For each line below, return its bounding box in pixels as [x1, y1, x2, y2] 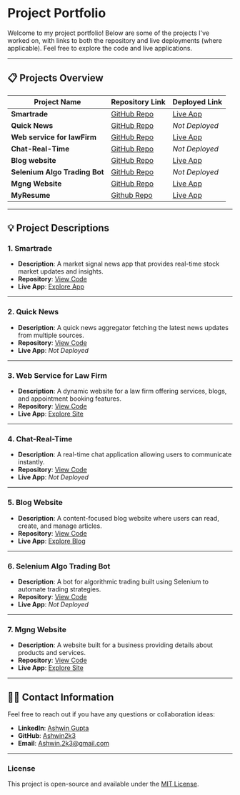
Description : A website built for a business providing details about [17, 641, 213, 649]
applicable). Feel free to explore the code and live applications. [7, 44, 193, 52]
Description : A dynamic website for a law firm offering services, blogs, [17, 387, 227, 396]
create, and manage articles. [17, 521, 102, 530]
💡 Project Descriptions [7, 222, 109, 234]
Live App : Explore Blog [17, 536, 86, 545]
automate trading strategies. [17, 584, 101, 594]
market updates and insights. [17, 267, 104, 276]
